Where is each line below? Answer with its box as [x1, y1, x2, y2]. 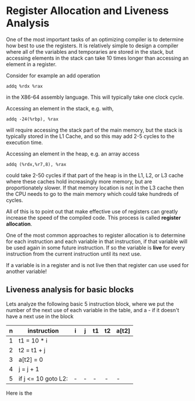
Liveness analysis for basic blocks [6, 285, 134, 295]
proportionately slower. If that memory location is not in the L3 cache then [6, 184, 184, 191]
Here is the [6, 389, 33, 396]
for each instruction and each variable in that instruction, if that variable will [6, 238, 188, 245]
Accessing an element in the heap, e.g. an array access [6, 150, 140, 157]
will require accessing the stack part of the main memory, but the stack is [6, 126, 183, 133]
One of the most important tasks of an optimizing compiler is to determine [6, 36, 184, 43]
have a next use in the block [6, 313, 74, 320]
